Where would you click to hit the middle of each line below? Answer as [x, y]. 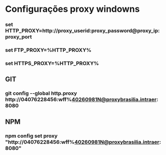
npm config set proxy [31, 136]
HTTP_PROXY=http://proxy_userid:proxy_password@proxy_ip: [83, 31]
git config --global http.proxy [41, 93]
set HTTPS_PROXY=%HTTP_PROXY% [52, 63]
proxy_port [19, 37]
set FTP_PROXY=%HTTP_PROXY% [48, 50]
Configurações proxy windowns [73, 9]
